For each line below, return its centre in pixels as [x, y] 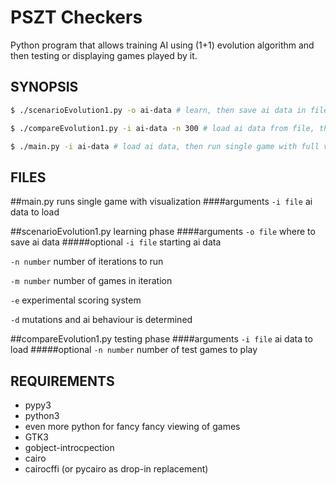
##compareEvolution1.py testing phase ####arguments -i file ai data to [161, 339]
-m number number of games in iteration [91, 281]
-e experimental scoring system [76, 300]
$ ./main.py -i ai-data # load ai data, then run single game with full [165, 146]
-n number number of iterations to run [87, 262]
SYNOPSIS [44, 87]
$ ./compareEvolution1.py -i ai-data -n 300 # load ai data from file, [162, 128]
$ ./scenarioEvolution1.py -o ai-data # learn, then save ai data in [158, 110]
